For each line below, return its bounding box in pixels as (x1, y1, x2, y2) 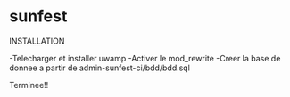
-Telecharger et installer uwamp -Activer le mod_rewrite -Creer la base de (9, 53, 281, 63)
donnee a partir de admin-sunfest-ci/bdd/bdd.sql (9, 62, 190, 73)
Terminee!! (9, 79, 49, 90)
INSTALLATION (9, 36, 65, 46)
